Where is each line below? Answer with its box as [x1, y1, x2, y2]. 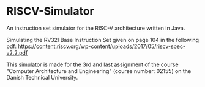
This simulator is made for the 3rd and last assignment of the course [6, 61, 179, 68]
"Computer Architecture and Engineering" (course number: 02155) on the [6, 67, 192, 74]
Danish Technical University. [6, 74, 78, 81]
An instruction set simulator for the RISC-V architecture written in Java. [6, 24, 185, 32]
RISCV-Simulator [6, 4, 95, 18]
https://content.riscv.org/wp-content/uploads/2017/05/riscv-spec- [18, 43, 185, 50]
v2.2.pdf [6, 49, 28, 56]
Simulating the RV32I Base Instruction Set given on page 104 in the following [6, 36, 199, 43]
